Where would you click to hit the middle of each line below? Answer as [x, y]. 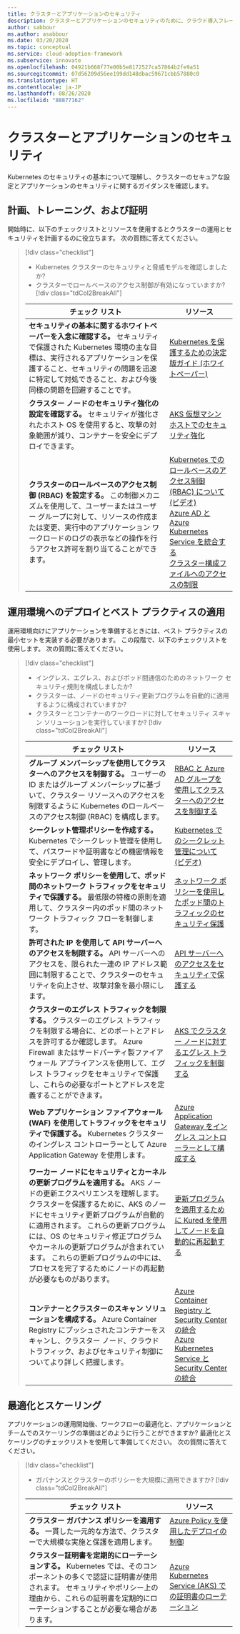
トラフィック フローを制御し [100, 918]
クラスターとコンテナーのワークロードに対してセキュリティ [123, 713]
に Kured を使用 [201, 1220]
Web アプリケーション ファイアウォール [95, 1112]
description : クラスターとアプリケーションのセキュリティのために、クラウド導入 [113, 21]
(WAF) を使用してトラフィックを [83, 1123]
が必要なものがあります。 [71, 1279]
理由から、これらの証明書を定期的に [89, 1598]
